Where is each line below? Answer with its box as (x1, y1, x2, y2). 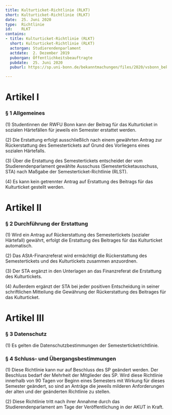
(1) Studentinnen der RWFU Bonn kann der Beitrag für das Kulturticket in (5, 121, 158, 127)
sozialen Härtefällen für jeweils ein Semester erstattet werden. (5, 127, 137, 133)
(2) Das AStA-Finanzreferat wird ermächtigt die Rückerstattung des (5, 252, 147, 259)
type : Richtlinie (5, 22, 45, 27)
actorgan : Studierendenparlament (10, 46, 81, 51)
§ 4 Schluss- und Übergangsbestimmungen (5, 355, 116, 362)
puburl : (10, 65, 27, 70)
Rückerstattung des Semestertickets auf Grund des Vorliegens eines (5, 142, 150, 148)
